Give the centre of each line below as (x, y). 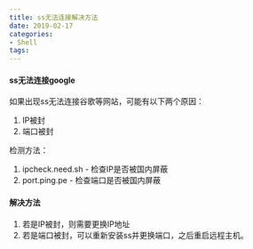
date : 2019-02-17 (41, 26)
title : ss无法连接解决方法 (54, 17)
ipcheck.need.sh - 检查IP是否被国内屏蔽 (95, 169)
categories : (31, 34)
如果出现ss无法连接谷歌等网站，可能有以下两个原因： (107, 101)
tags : (19, 51)
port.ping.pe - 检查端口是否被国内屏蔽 (91, 181)
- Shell (24, 42)
